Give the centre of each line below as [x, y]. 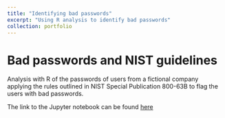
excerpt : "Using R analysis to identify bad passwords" [89, 20]
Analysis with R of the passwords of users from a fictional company [103, 79]
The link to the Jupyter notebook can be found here [80, 107]
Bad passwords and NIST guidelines [112, 60]
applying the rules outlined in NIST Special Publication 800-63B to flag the [113, 86]
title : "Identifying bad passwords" [60, 13]
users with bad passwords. [45, 94]
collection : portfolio [40, 26]
